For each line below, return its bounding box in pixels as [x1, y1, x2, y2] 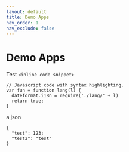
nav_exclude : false [6, 25, 55, 32]
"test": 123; [11, 131, 44, 137]
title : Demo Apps [6, 14, 50, 20]
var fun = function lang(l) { [6, 88, 82, 94]
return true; [11, 98, 44, 104]
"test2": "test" [11, 135, 52, 142]
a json [6, 114, 21, 121]
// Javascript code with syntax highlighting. [6, 82, 124, 88]
